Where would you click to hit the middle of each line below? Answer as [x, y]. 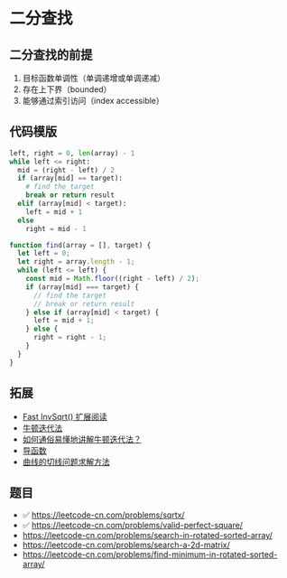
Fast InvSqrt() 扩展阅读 [65, 416]
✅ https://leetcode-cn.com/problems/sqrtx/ [103, 515]
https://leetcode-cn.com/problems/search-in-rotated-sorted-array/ [148, 536]
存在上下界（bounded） [67, 89]
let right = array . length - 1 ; [76, 262]
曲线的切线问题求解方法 [66, 461]
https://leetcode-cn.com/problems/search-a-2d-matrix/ [126, 545]
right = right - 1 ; [69, 338]
